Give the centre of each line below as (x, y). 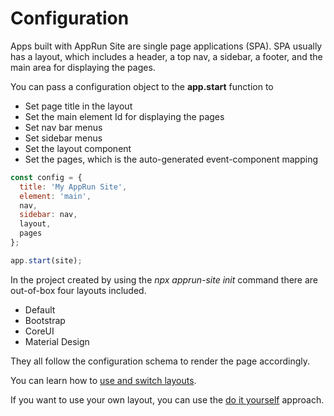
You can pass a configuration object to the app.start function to (142, 86)
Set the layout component (78, 148)
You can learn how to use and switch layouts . (103, 380)
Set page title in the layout (78, 106)
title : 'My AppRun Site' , (73, 187)
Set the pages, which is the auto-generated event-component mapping (171, 159)
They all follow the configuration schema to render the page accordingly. (160, 361)
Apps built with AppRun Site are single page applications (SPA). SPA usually (166, 46)
